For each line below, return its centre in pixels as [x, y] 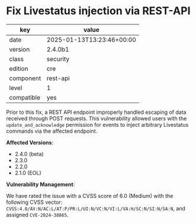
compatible [25, 97]
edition [19, 68]
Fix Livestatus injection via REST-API [98, 11]
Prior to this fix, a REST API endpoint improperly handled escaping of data [96, 112]
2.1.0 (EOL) [28, 172]
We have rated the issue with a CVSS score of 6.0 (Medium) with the [90, 196]
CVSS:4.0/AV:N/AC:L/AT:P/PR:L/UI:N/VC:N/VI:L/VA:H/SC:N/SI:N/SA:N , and [96, 208]
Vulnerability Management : [41, 184]
